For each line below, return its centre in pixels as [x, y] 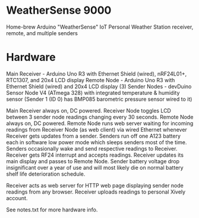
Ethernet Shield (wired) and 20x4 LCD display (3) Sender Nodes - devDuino [99, 86]
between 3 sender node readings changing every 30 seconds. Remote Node [100, 117]
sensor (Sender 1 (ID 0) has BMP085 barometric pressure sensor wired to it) [99, 99]
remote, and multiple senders [42, 33]
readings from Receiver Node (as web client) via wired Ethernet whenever [97, 129]
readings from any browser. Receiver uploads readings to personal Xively [96, 192]
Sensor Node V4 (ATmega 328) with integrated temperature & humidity [93, 92]
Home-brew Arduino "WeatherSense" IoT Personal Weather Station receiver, [100, 27]
